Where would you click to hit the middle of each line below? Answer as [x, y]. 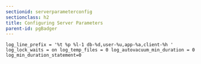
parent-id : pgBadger [32, 28]
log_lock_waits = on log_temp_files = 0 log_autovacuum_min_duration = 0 [101, 50]
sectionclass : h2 [27, 17]
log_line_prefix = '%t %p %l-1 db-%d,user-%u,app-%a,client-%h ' [89, 45]
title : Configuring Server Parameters [54, 23]
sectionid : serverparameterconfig [49, 12]
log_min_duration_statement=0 [44, 55]
